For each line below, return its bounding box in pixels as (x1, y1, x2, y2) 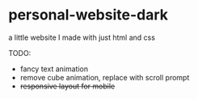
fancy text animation (19, 63, 89, 74)
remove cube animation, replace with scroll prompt (19, 72, 190, 82)
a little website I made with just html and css (8, 32, 156, 42)
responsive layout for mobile (19, 81, 116, 91)
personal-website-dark (8, 6, 168, 24)
